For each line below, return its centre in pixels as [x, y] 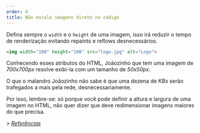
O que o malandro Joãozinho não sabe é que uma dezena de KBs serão [95, 81]
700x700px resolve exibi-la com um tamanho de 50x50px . [78, 69]
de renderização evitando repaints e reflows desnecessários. [82, 41]
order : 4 [17, 12]
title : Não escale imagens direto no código [63, 17]
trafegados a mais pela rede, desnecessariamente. [69, 87]
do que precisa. [26, 112]
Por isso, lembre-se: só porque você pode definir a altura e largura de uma [98, 99]
